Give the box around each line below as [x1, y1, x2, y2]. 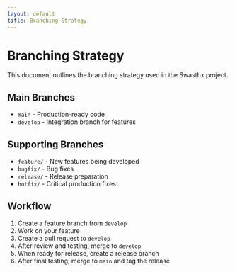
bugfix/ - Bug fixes [17, 164, 74, 174]
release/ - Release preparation [17, 172, 108, 181]
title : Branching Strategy [7, 17, 87, 24]
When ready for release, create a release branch [17, 249, 159, 257]
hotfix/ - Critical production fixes [17, 180, 117, 188]
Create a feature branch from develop [17, 219, 127, 227]
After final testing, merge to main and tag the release [17, 256, 171, 265]
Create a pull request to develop [17, 234, 111, 242]
